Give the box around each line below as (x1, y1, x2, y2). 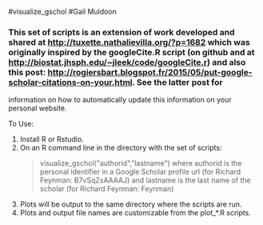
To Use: (8, 119, 34, 129)
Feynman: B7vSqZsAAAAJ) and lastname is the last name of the (39, 175, 251, 185)
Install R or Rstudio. (19, 135, 84, 144)
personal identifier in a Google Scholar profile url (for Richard (39, 167, 241, 177)
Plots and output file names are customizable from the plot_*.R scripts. (19, 208, 252, 218)
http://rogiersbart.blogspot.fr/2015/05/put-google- (47, 66, 253, 78)
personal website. (8, 103, 67, 113)
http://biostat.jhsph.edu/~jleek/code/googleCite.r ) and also (8, 56, 246, 67)
